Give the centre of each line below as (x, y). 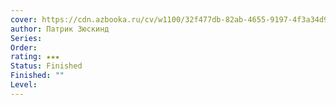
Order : (24, 47)
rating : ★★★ (35, 57)
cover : (24, 19)
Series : (26, 38)
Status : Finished (46, 66)
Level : (24, 85)
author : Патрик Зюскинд (60, 29)
